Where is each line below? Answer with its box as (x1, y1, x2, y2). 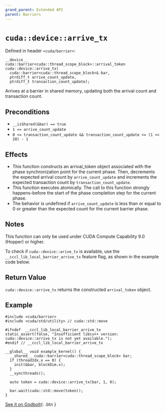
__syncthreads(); (9, 371, 46, 376)
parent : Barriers (5, 12, 41, 17)
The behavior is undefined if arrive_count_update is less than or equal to (12, 201, 162, 206)
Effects (5, 150, 28, 159)
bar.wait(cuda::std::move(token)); (9, 388, 83, 393)
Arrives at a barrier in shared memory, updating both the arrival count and (5, 88, 157, 94)
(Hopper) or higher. (5, 238, 45, 244)
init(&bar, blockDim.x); (14, 362, 66, 367)
